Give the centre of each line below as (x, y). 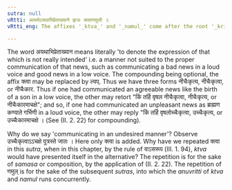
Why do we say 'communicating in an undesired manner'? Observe (103, 134)
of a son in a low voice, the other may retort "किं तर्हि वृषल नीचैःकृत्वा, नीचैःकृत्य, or (112, 97)
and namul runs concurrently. (49, 179)
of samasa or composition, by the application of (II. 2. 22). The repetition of (115, 164)
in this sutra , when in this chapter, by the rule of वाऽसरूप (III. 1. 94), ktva (107, 149)
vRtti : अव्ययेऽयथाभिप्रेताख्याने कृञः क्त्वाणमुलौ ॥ (58, 20)
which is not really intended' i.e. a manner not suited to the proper (101, 60)
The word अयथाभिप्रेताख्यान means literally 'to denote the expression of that (109, 52)
